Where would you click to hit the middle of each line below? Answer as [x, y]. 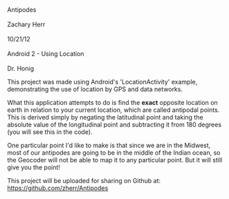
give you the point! [34, 167]
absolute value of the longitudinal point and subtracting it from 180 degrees [114, 124]
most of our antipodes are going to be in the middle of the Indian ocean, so [114, 153]
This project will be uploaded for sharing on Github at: [84, 181]
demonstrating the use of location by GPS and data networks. [95, 89]
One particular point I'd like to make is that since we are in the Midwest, [109, 145]
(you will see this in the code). [50, 132]
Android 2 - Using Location [46, 54]
